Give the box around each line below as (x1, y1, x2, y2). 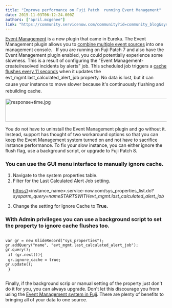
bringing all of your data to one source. (5, 296, 88, 302)
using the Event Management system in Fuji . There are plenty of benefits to (5, 291, 164, 297)
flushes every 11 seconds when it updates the (5, 69, 101, 75)
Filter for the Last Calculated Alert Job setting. (12, 178, 111, 184)
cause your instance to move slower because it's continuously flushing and (5, 81, 164, 87)
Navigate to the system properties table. (12, 172, 98, 178)
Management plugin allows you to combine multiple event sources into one (5, 41, 164, 48)
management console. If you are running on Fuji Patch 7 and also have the (5, 47, 164, 53)
